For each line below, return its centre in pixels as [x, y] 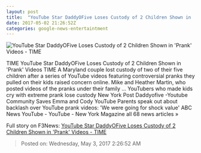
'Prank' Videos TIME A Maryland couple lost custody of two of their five [95, 70]
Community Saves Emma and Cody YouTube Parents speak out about [92, 102]
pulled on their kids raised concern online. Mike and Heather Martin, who [96, 82]
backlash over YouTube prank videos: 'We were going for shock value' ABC [99, 108]
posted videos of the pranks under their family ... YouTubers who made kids [100, 89]
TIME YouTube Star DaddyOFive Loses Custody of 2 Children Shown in [94, 63]
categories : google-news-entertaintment [57, 28]
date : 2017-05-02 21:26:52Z [41, 23]
